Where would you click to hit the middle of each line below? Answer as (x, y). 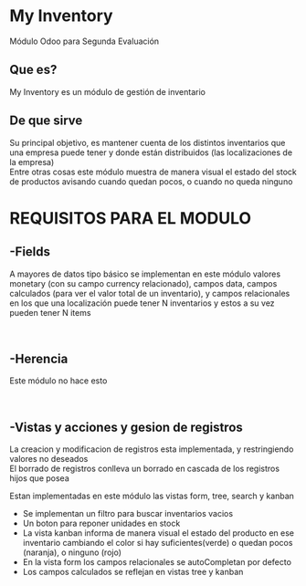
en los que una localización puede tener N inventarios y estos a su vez (142, 303)
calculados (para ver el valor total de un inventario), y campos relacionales (150, 293)
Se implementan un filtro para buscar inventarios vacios (128, 514)
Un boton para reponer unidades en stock (101, 523)
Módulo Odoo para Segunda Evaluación (84, 41)
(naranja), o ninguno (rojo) (72, 552)
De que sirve (46, 121)
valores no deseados (49, 459)
